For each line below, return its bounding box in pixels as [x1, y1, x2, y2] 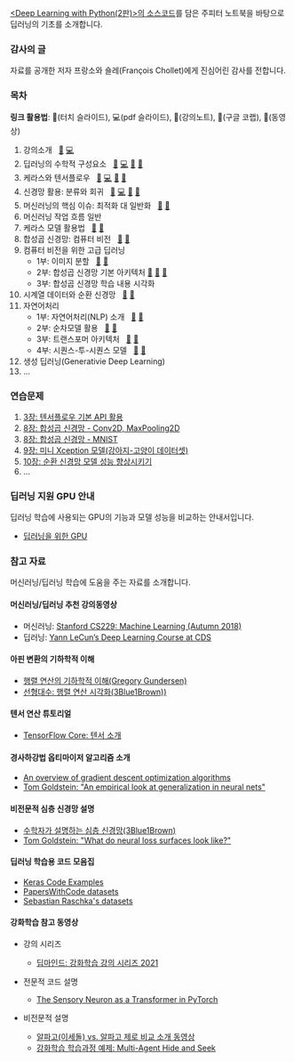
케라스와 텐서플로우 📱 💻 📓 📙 [22, 172, 127, 182]
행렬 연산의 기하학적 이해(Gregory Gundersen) [22, 675, 187, 685]
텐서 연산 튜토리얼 [10, 709, 72, 719]
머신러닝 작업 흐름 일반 [22, 211, 102, 222]
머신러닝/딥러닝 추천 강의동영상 [10, 599, 118, 610]
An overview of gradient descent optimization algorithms [22, 773, 232, 783]
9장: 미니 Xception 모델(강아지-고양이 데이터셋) [22, 444, 189, 456]
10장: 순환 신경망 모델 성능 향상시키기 [22, 456, 153, 466]
